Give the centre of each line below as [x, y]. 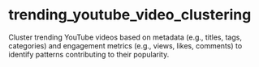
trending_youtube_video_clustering [130, 15]
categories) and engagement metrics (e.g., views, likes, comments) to [125, 45]
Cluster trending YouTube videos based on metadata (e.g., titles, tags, [125, 37]
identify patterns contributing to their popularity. [89, 54]
